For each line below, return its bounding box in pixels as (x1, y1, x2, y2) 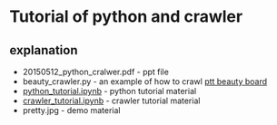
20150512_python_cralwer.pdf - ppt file (22, 66, 170, 77)
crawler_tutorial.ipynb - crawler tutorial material (22, 95, 201, 106)
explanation (9, 43, 78, 58)
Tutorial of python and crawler (9, 6, 243, 27)
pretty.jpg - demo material (22, 105, 121, 115)
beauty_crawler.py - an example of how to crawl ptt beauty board (22, 76, 268, 87)
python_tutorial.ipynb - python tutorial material (22, 86, 197, 96)
